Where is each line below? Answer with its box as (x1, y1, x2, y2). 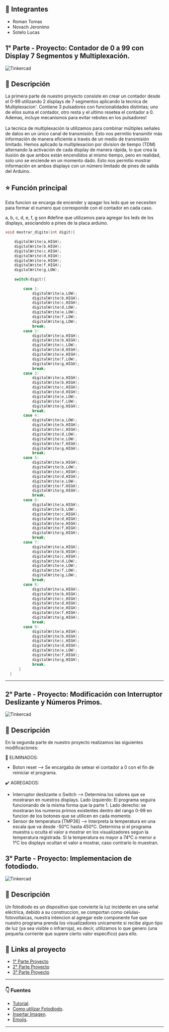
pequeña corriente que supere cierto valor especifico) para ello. (5, 930, 138, 937)
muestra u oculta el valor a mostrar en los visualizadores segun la (12, 829, 149, 835)
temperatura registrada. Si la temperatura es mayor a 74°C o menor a (12, 834, 156, 840)
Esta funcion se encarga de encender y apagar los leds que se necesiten (5, 200, 156, 206)
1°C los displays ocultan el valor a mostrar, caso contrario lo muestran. (12, 840, 159, 846)
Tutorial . (12, 1000, 30, 1006)
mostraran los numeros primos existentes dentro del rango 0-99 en (12, 808, 152, 813)
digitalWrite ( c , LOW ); (32, 342, 78, 348)
